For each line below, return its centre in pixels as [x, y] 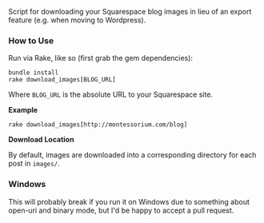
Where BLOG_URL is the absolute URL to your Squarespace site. [111, 94]
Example [23, 110]
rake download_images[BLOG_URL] [62, 80]
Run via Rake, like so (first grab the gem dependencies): [101, 58]
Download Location [41, 140]
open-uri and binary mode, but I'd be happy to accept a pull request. [121, 210]
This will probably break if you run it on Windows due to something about [129, 201]
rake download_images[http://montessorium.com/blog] [98, 125]
